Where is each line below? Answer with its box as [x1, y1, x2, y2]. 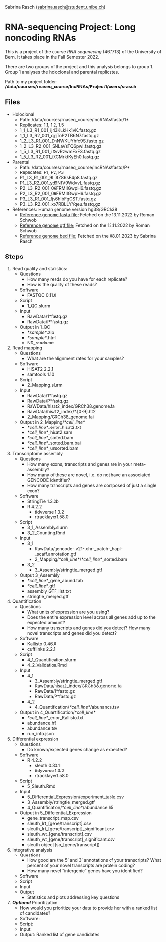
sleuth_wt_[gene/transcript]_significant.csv [27, 836, 115, 842]
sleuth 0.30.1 [34, 762, 60, 768]
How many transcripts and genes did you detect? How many [27, 625, 151, 631]
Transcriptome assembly [12, 450, 63, 456]
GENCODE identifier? [27, 477, 70, 483]
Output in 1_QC [19, 324, 51, 330]
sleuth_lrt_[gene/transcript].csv [27, 820, 92, 826]
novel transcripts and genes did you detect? [27, 630, 117, 636]
